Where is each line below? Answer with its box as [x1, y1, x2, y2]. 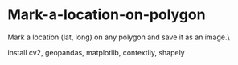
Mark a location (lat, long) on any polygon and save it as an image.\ [7, 32, 230, 42]
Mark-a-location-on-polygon [7, 6, 206, 24]
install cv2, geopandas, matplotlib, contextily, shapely [7, 47, 186, 57]
